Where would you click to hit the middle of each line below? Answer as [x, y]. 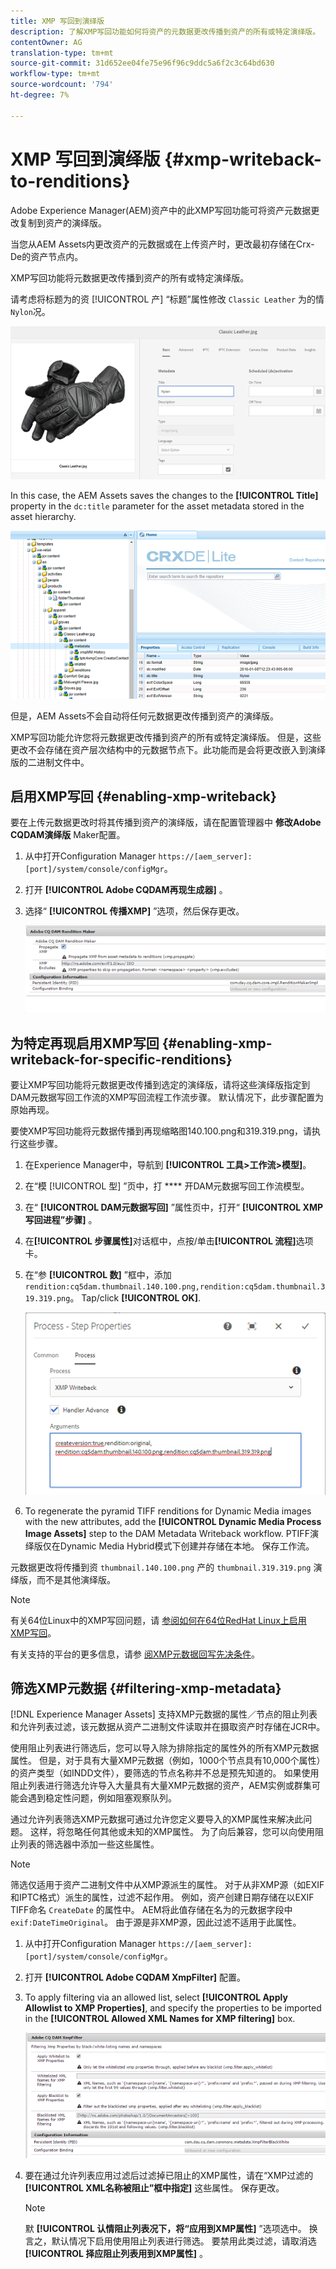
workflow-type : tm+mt [55, 74]
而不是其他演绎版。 [76, 1579]
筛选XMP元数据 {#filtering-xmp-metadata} [146, 1688]
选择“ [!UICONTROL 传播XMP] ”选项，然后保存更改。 [134, 911]
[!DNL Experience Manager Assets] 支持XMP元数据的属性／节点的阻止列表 [164, 1714]
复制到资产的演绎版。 [62, 222]
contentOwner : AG [46, 42]
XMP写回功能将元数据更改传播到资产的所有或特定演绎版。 [130, 277]
